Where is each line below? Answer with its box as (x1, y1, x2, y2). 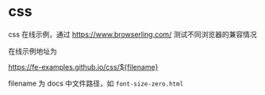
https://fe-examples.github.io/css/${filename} (8, 62, 159, 71)
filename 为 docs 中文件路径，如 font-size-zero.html (8, 78, 184, 88)
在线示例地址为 (8, 46, 57, 55)
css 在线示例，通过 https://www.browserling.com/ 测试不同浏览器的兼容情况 (8, 29, 258, 39)
